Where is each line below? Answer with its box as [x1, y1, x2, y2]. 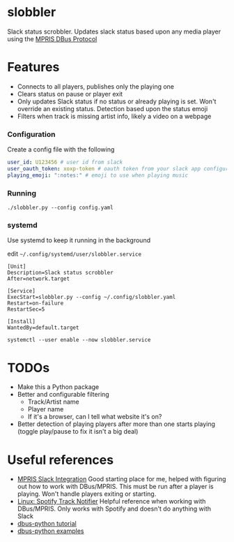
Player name [27, 405, 64, 413]
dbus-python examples [17, 527, 85, 535]
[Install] [7, 318, 36, 325]
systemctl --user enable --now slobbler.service [7, 337, 151, 344]
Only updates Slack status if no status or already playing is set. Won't [17, 97, 217, 105]
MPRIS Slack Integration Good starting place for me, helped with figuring [17, 475, 226, 483]
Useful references [7, 452, 114, 468]
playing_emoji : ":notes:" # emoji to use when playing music [7, 172, 189, 179]
